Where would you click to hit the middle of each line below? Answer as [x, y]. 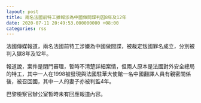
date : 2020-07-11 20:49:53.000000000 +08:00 [63, 23]
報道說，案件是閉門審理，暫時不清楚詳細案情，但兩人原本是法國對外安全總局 [100, 66]
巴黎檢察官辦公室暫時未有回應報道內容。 [56, 94]
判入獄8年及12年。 [29, 54]
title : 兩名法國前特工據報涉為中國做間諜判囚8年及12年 [66, 17]
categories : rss [26, 28]
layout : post [22, 12]
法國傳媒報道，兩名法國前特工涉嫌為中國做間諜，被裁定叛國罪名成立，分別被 [100, 46]
